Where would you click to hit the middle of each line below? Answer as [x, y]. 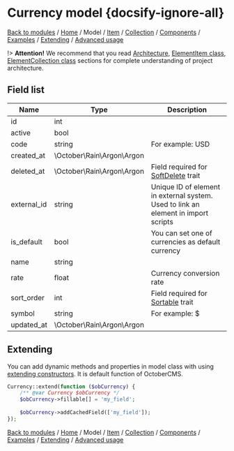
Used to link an [175, 204]
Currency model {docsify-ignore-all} [116, 13]
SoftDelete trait [175, 175]
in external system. [182, 195]
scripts [162, 221]
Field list [26, 90]
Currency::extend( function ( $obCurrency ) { [71, 386]
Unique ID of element [186, 186]
